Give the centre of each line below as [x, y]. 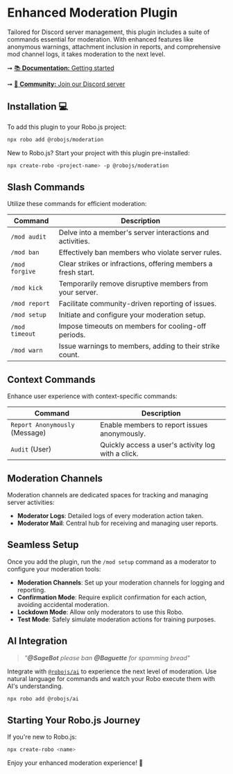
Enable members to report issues [154, 425]
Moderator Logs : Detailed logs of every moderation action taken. [110, 515]
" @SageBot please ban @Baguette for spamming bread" [107, 657]
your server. [78, 293]
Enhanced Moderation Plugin [93, 13]
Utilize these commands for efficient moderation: [77, 204]
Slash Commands [46, 187]
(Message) [28, 433]
